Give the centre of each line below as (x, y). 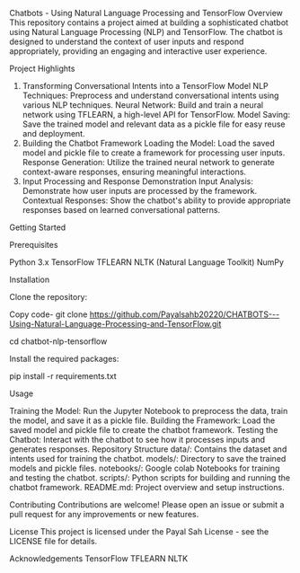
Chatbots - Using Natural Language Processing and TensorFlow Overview (146, 13)
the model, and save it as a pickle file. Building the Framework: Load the (142, 420)
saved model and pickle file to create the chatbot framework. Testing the (144, 430)
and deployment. (53, 133)
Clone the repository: (49, 297)
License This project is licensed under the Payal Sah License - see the (139, 532)
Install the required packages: (64, 359)
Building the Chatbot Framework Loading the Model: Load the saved (149, 143)
